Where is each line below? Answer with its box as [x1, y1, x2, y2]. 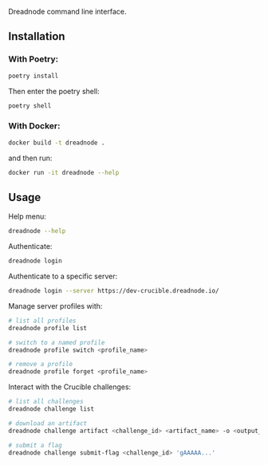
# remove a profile [8, 361, 73, 368]
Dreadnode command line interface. [8, 7, 127, 16]
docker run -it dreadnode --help [8, 168, 120, 176]
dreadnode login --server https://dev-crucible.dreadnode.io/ [8, 287, 219, 295]
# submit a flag [8, 441, 62, 449]
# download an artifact [8, 419, 88, 428]
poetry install [8, 72, 59, 80]
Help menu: [8, 211, 46, 222]
